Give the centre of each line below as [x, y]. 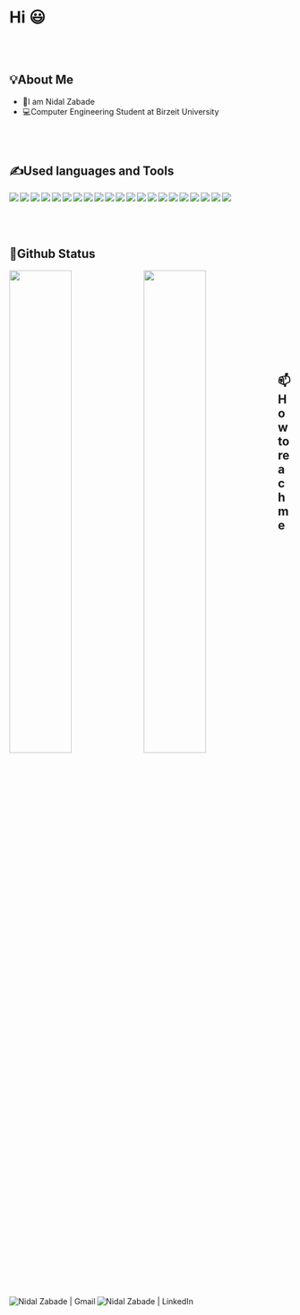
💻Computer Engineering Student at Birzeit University [120, 111]
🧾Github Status [52, 254]
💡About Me [42, 80]
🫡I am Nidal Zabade [59, 101]
